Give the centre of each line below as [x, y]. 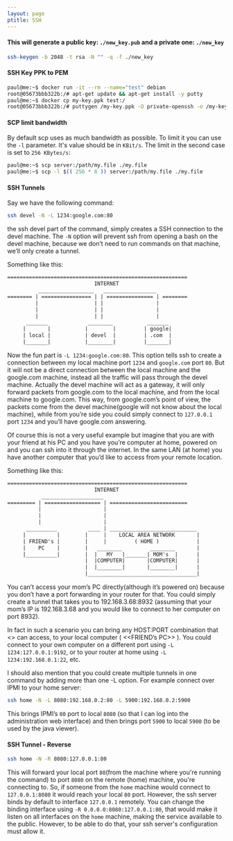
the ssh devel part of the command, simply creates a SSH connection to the [115, 229]
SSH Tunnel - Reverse [39, 744]
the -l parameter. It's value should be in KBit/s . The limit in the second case [116, 145]
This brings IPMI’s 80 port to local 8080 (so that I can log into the [98, 713]
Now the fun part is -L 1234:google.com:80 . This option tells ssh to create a [114, 355]
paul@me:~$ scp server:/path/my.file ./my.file [77, 165]
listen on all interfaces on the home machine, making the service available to [114, 817]
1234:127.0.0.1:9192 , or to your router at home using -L [87, 652]
